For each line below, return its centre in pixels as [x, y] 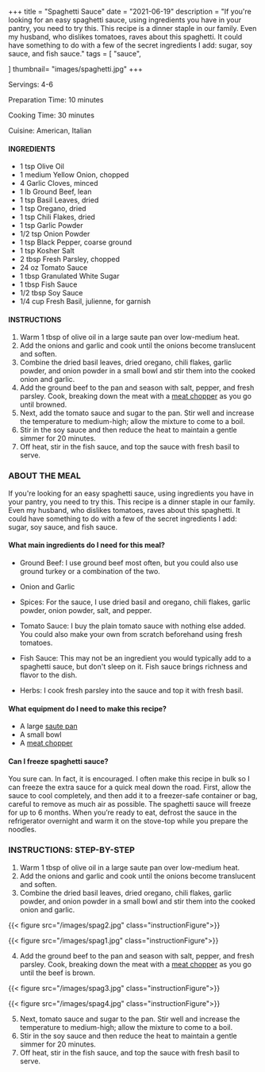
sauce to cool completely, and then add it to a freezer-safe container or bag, [133, 796]
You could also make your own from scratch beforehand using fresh [131, 634]
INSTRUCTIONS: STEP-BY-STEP [71, 850]
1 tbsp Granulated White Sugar [69, 276]
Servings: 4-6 [31, 84]
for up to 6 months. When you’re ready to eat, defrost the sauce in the [123, 812]
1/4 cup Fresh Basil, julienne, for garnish [85, 302]
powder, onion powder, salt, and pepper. [86, 610]
